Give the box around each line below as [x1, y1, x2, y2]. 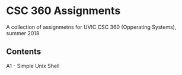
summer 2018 [6, 29, 40, 36]
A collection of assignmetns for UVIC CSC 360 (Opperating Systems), [6, 23, 177, 30]
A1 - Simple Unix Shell [6, 62, 60, 69]
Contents [6, 47, 41, 57]
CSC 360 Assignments [6, 4, 121, 18]
